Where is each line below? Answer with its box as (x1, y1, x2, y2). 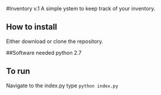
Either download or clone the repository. (6, 38, 104, 45)
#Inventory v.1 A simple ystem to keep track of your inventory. (6, 5, 156, 12)
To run (6, 66, 31, 76)
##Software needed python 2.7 (6, 49, 82, 56)
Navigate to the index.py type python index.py (6, 82, 119, 89)
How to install (6, 22, 58, 32)
